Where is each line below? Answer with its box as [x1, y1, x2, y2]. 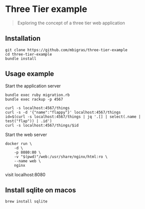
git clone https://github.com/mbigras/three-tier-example [5, 47, 128, 53]
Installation [5, 34, 41, 43]
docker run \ [5, 141, 32, 146]
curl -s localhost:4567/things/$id [5, 123, 79, 128]
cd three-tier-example [5, 52, 52, 57]
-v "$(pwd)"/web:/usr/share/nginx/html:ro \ [14, 154, 108, 159]
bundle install [5, 56, 37, 61]
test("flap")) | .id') [5, 118, 52, 124]
